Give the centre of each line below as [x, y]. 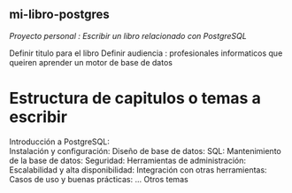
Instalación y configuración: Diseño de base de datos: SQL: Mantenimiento [145, 151]
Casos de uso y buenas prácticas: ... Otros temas [99, 179]
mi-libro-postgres [59, 15]
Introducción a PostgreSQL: [60, 142]
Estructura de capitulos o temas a [135, 98]
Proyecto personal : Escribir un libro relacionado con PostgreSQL [128, 35]
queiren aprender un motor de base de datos [91, 62]
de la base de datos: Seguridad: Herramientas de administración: [127, 160]
